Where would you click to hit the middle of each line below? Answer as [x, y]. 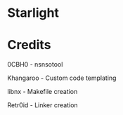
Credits [29, 45]
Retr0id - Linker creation [43, 105]
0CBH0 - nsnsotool [35, 65]
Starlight [33, 13]
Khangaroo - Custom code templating [62, 78]
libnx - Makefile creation [43, 92]
